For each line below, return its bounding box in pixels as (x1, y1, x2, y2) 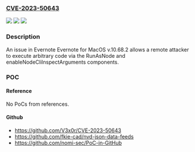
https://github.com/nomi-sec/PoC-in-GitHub (14, 139, 122, 146)
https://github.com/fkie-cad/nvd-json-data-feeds (14, 133, 134, 140)
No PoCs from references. (6, 101, 69, 108)
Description (6, 33, 40, 41)
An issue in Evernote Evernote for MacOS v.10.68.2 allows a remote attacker (6, 46, 189, 53)
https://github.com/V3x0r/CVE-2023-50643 (14, 127, 122, 134)
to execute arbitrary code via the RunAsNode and (6, 52, 126, 59)
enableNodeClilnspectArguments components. (6, 58, 119, 65)
